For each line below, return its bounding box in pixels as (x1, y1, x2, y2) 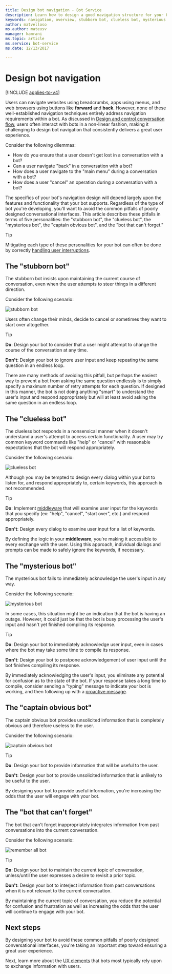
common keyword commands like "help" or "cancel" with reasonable (5, 439, 151, 445)
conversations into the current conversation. (5, 827, 99, 833)
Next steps (5, 923, 41, 932)
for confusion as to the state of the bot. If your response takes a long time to (5, 678, 166, 684)
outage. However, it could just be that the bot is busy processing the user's (5, 616, 164, 622)
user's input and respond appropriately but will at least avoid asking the (5, 394, 156, 400)
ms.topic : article (5, 36, 45, 42)
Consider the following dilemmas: (5, 142, 76, 148)
